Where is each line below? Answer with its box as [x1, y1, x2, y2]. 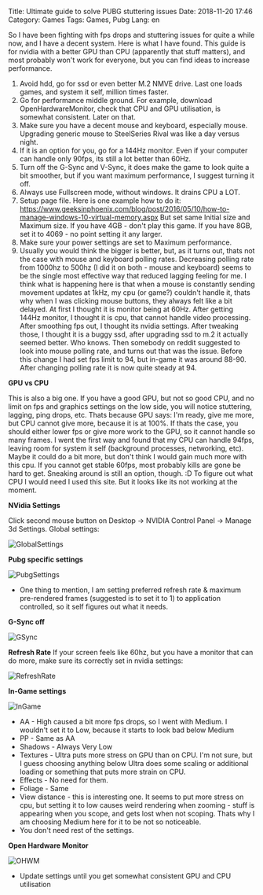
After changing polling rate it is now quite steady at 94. [19, 363, 198, 372]
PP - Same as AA [19, 734, 75, 742]
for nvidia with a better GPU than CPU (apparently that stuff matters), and [8, 47, 246, 56]
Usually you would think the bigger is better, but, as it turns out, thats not [19, 246, 255, 255]
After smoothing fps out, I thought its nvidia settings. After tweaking [19, 322, 239, 330]
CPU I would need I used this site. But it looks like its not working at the [8, 477, 238, 486]
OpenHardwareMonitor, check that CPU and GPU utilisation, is [19, 104, 221, 113]
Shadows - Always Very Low [19, 742, 113, 751]
